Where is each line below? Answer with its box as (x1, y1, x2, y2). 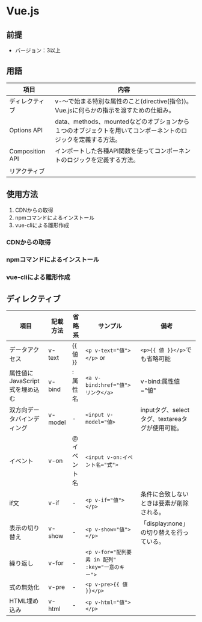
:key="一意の (85, 564, 120, 571)
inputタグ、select (140, 406, 190, 414)
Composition (9, 147, 46, 155)
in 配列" (93, 556, 117, 563)
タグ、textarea (140, 415, 182, 423)
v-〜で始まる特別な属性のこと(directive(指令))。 (55, 97, 192, 105)
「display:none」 (140, 519, 189, 528)
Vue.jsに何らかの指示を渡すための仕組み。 (55, 106, 175, 114)
